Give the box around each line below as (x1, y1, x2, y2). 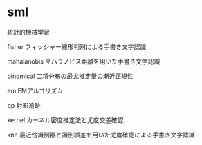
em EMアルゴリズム (7, 86, 64, 95)
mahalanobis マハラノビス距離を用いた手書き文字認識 (7, 57, 160, 66)
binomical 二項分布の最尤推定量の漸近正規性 (7, 72, 134, 80)
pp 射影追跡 (7, 101, 42, 109)
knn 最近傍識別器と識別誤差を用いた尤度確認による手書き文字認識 (7, 130, 195, 139)
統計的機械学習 (7, 28, 50, 36)
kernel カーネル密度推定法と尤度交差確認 (7, 115, 124, 124)
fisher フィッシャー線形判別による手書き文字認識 (7, 42, 147, 50)
